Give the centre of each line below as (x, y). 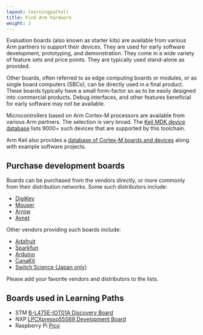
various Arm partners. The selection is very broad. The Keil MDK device (96, 122)
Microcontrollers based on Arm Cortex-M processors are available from (95, 115)
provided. (18, 66)
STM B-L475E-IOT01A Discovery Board (64, 313)
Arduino (25, 254)
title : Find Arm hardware (39, 18)
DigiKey (25, 198)
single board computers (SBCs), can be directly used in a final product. (95, 84)
